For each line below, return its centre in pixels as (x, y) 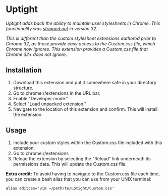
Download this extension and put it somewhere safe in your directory (85, 82)
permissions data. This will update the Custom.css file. (70, 164)
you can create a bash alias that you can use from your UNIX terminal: (79, 179)
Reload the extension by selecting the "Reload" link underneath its (82, 158)
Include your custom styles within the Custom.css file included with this (88, 143)
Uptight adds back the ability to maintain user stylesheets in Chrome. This (83, 23)
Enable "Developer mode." (41, 98)
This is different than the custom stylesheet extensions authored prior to (81, 38)
